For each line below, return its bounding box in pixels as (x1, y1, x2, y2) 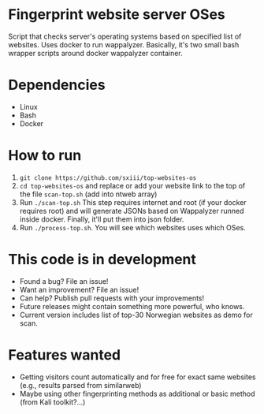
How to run (8, 147, 82, 165)
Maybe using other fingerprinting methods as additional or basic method (19, 389, 255, 398)
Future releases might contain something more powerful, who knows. (19, 301, 245, 311)
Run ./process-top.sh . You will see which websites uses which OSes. (19, 222, 246, 232)
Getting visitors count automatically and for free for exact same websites (19, 372, 256, 382)
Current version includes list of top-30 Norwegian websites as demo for (19, 310, 254, 319)
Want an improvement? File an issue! (19, 285, 139, 294)
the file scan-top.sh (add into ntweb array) (19, 189, 158, 199)
